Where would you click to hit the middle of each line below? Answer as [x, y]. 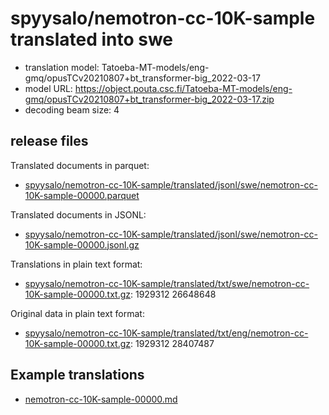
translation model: [62, 67]
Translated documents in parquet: [80, 165]
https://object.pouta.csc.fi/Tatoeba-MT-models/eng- [183, 88]
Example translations [77, 375]
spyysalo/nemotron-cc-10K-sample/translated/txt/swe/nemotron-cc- [167, 283]
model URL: [48, 88]
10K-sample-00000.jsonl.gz [82, 244]
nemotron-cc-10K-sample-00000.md [101, 399]
